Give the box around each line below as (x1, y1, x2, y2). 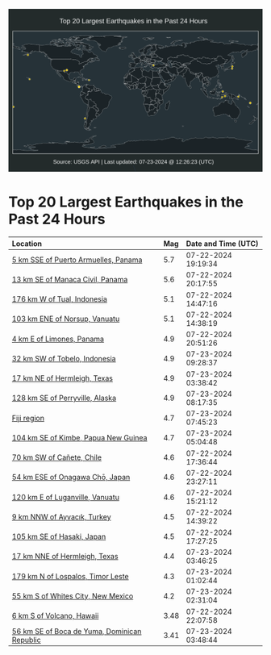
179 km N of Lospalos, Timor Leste (11, 571, 129, 581)
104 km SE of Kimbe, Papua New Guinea (11, 432, 148, 442)
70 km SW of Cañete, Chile (11, 453, 102, 462)
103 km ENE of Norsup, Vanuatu (11, 314, 120, 323)
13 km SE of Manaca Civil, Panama (11, 274, 128, 284)
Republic (11, 635, 42, 645)
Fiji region (11, 413, 45, 423)
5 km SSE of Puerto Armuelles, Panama (11, 255, 143, 265)
